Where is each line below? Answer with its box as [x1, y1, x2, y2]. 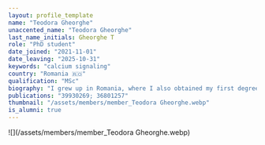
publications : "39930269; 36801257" [8, 92, 129, 100]
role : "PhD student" [8, 41, 77, 49]
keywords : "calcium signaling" [8, 63, 111, 71]
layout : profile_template [8, 11, 93, 20]
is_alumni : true [8, 107, 62, 114]
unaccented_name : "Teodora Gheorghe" [8, 26, 132, 34]
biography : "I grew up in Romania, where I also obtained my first [8, 84, 235, 92]
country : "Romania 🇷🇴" [8, 70, 87, 78]
